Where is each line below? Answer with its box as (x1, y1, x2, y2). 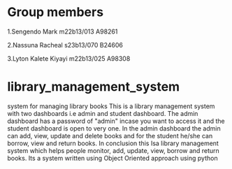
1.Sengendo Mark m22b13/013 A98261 (7, 27, 118, 36)
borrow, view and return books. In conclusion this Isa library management (7, 139, 219, 147)
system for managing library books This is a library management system (7, 102, 215, 110)
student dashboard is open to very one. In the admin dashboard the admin (7, 124, 222, 133)
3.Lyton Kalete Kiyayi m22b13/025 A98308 (7, 54, 131, 63)
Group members (7, 4, 103, 20)
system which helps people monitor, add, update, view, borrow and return (7, 146, 220, 154)
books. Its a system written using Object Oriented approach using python (7, 154, 218, 162)
